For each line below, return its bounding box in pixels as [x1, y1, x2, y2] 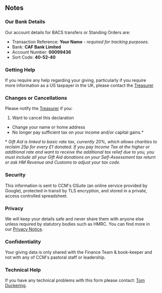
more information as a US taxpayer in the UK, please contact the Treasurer [5, 82, 154, 88]
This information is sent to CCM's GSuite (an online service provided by [5, 183, 147, 188]
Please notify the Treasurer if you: [5, 106, 73, 111]
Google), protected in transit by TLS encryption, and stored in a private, [5, 187, 147, 193]
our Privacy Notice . [5, 226, 44, 232]
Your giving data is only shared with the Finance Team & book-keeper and [5, 249, 152, 255]
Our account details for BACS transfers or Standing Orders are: [5, 29, 131, 35]
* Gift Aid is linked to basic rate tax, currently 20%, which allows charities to [5, 139, 157, 145]
